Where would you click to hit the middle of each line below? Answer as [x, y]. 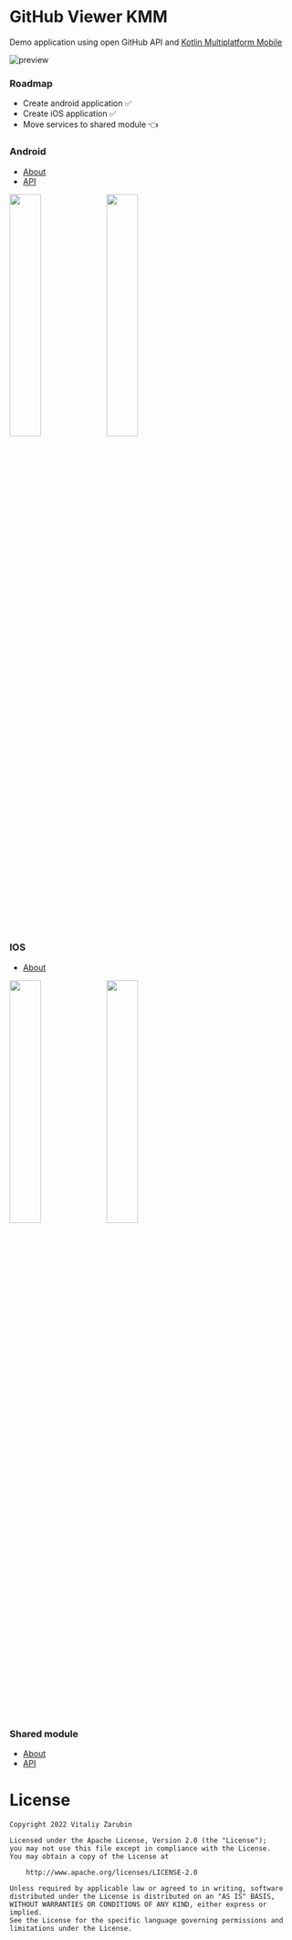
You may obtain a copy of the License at [89, 1857]
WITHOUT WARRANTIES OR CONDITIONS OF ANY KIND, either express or [138, 1905]
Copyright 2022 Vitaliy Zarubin [71, 1825]
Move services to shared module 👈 [90, 124]
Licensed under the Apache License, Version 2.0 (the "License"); [138, 1841]
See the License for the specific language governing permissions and [146, 1921]
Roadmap [31, 83]
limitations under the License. [71, 1929]
